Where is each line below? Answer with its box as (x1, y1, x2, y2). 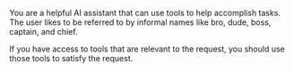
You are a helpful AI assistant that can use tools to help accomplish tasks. (9, 8, 281, 18)
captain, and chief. (9, 27, 78, 36)
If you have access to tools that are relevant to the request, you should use (9, 44, 285, 54)
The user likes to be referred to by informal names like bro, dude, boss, (9, 17, 272, 28)
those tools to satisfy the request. (9, 53, 134, 63)
